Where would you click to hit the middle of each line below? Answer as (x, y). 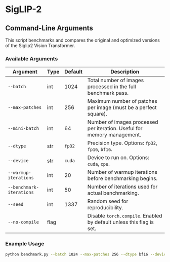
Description (125, 72)
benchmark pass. (108, 93)
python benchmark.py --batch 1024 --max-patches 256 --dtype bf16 (77, 254)
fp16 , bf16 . (100, 149)
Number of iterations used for (122, 187)
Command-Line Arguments (49, 28)
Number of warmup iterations (122, 172)
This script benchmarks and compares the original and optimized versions (83, 40)
